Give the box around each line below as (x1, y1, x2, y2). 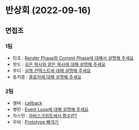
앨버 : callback (12, 100, 42, 106)
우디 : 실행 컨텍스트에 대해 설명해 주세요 (12, 68, 91, 74)
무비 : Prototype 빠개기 (12, 119, 59, 125)
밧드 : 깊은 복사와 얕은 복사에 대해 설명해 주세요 (12, 61, 106, 67)
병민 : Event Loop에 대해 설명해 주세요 (12, 106, 89, 112)
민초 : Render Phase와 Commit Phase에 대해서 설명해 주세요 (12, 55, 134, 61)
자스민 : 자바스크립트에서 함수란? (12, 113, 77, 119)
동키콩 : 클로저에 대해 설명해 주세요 (12, 74, 82, 80)
